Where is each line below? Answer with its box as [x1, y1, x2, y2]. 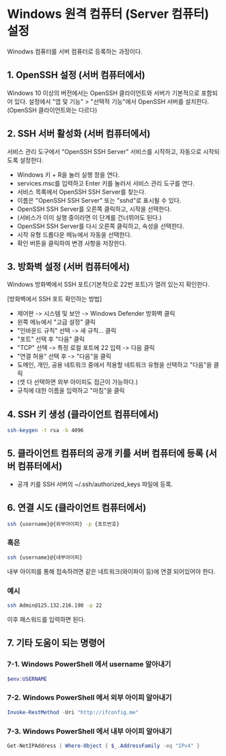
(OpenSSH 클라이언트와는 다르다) [7, 105, 98, 114]
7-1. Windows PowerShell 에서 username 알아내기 [7, 659, 171, 669]
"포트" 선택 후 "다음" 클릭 [16, 335, 85, 343]
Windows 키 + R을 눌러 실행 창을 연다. [16, 171, 120, 179]
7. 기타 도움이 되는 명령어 [7, 638, 106, 649]
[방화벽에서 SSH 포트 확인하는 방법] [7, 295, 102, 303]
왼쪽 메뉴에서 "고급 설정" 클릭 [16, 318, 96, 326]
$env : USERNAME [7, 675, 48, 682]
